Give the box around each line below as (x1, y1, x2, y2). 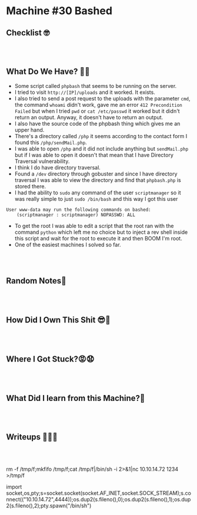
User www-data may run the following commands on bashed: (6, 207, 151, 213)
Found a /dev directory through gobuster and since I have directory (14, 170, 178, 177)
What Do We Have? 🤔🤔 (6, 67, 90, 77)
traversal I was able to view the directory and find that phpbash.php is (14, 176, 181, 184)
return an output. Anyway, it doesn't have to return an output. (14, 113, 163, 120)
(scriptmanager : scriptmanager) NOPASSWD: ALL (16, 211, 135, 218)
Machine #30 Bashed (6, 4, 113, 18)
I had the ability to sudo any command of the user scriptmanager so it (14, 189, 181, 196)
